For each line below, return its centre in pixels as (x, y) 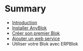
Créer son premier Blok (36, 33)
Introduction (24, 22)
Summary (25, 9)
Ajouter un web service (36, 38)
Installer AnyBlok (29, 27)
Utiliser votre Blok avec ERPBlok (45, 43)
